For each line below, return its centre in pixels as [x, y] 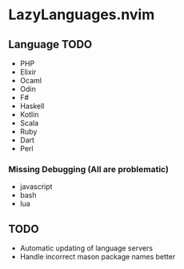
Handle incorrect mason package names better [98, 257]
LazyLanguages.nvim [82, 15]
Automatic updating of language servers [86, 248]
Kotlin [29, 114]
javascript [36, 187]
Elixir [28, 72]
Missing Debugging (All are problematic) [89, 169]
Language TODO [50, 44]
